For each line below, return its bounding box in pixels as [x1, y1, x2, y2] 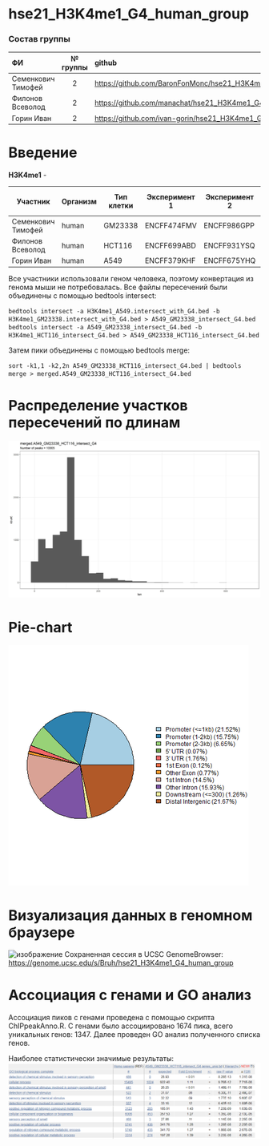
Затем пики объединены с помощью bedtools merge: [8, 345, 191, 355]
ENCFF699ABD [144, 240, 196, 250]
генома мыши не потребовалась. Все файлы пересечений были [8, 282, 228, 292]
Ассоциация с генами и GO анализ [8, 987, 252, 1004]
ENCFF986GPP [203, 221, 255, 231]
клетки [108, 201, 134, 211]
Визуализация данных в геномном [8, 906, 253, 924]
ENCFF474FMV [144, 221, 198, 231]
